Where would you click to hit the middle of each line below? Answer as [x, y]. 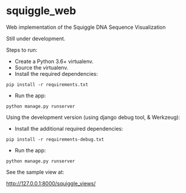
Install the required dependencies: [56, 74]
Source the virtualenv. [41, 67]
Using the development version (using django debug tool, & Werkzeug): [93, 117]
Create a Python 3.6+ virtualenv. [54, 61]
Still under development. [36, 38]
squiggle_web [41, 11]
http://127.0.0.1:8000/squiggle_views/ [51, 183]
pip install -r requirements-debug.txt [55, 139]
